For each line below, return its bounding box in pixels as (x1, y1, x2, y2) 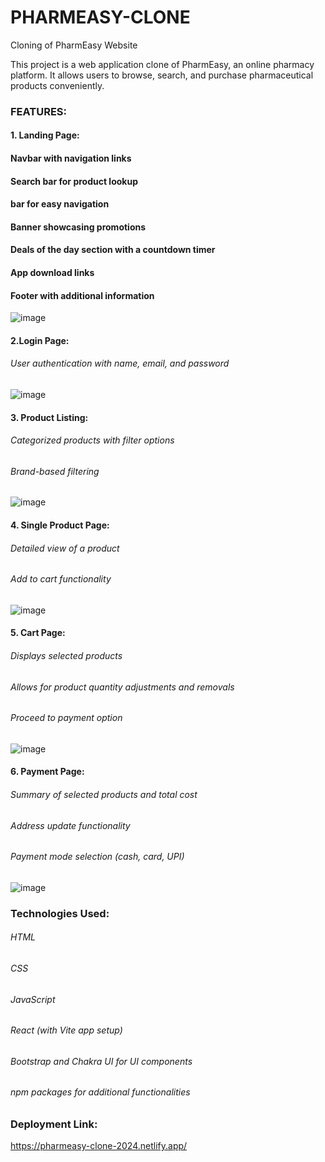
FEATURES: (10, 104, 68, 118)
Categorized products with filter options (10, 434, 175, 446)
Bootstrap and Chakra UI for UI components (10, 1055, 193, 1067)
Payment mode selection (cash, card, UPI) (10, 851, 185, 863)
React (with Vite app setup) (10, 1024, 123, 1036)
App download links (10, 267, 95, 279)
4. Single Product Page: (10, 519, 110, 531)
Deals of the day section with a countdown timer (10, 244, 216, 256)
